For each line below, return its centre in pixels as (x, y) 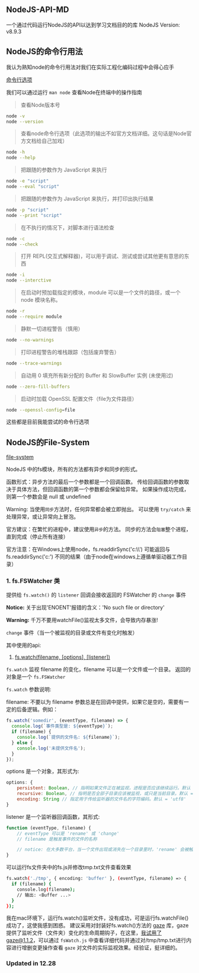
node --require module (34, 317)
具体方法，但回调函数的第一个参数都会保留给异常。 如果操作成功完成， (103, 489)
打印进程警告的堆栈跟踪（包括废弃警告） (70, 352)
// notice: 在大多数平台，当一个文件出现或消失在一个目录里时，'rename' (97, 850)
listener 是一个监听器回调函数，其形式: (53, 816)
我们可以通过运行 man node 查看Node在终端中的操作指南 (74, 92)
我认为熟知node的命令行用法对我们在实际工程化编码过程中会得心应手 (90, 67)
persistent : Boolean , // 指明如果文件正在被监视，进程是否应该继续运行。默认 (104, 788)
